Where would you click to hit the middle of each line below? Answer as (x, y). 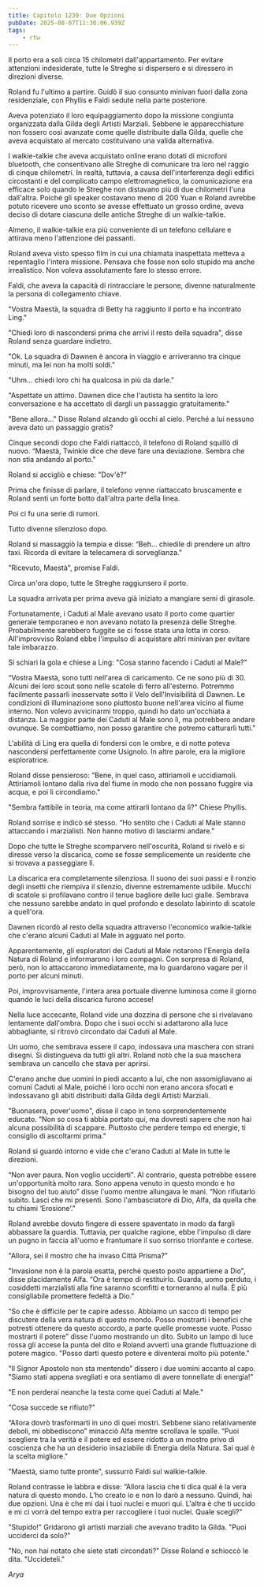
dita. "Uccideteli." (37, 1559)
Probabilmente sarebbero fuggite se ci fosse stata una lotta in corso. (119, 631)
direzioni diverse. (36, 76)
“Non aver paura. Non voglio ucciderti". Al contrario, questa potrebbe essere (132, 1175)
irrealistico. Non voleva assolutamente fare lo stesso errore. (105, 270)
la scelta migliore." (38, 1456)
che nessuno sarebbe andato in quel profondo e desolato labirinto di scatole (132, 903)
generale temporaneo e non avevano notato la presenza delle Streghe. (123, 622)
